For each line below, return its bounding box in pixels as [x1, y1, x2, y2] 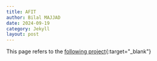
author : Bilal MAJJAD [6, 14, 61, 21]
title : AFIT [6, 8, 36, 15]
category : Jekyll [6, 25, 50, 32]
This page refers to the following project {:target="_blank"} [6, 48, 152, 55]
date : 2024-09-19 [6, 20, 50, 26]
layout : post [6, 31, 39, 37]
